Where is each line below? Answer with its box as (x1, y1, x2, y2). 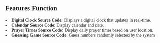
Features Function (5, 4, 57, 12)
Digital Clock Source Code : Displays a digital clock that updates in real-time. (11, 17, 151, 23)
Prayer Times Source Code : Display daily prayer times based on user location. (11, 27, 153, 33)
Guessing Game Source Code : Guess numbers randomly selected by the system (11, 32, 155, 38)
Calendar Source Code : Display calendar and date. (11, 22, 104, 28)
